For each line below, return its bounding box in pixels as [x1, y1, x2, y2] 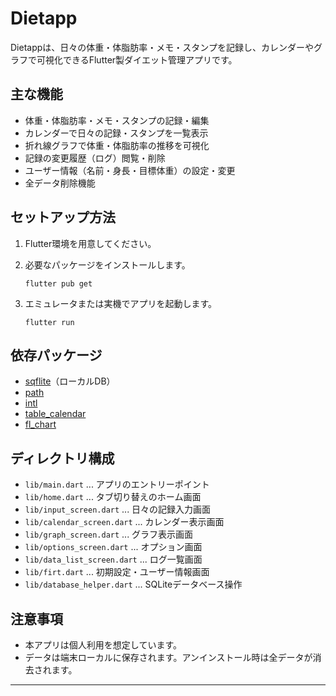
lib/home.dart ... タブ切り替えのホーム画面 [24, 491, 202, 503]
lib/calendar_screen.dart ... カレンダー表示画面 [24, 516, 225, 528]
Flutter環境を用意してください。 [24, 237, 157, 249]
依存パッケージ [10, 347, 103, 364]
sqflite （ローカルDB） [24, 375, 116, 387]
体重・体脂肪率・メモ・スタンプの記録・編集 [24, 114, 210, 126]
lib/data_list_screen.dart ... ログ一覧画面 [24, 553, 203, 566]
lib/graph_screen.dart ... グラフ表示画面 [24, 528, 194, 541]
